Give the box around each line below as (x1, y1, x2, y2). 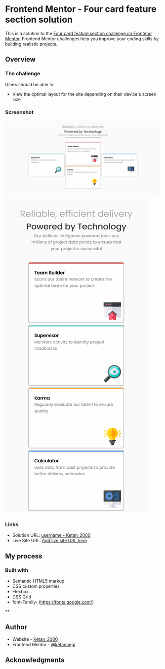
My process (5, 552, 42, 560)
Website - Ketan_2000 (12, 636, 58, 642)
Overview (5, 56, 36, 64)
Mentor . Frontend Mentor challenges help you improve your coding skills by (5, 36, 159, 42)
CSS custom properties (12, 583, 60, 589)
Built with (5, 566, 29, 573)
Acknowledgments (5, 656, 65, 665)
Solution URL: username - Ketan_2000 (12, 532, 91, 538)
